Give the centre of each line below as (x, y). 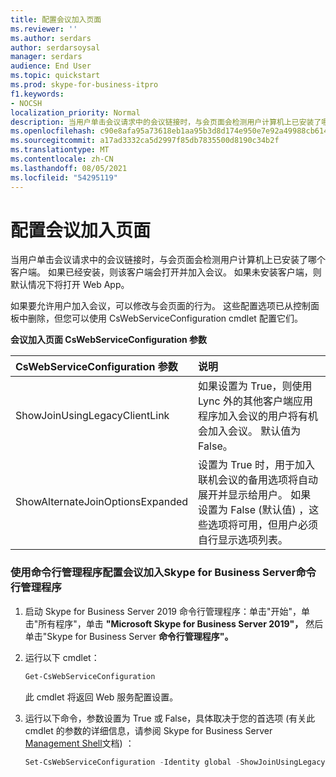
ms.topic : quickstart (55, 76)
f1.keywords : (37, 94)
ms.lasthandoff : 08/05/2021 (69, 168)
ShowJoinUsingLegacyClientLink (92, 416)
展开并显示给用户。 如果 (255, 495)
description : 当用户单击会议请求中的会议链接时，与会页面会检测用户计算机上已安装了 (166, 122)
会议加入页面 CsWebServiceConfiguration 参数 (109, 340)
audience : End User (51, 66)
